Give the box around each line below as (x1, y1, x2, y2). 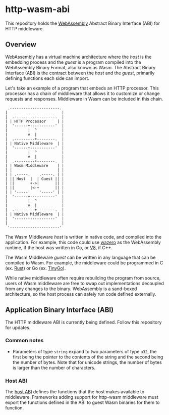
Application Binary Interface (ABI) (5, 306, 114, 314)
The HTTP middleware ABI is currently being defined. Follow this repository (5, 319, 162, 325)
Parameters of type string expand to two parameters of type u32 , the (12, 348, 157, 354)
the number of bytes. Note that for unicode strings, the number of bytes (12, 359, 162, 365)
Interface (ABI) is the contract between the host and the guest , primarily (5, 70, 155, 76)
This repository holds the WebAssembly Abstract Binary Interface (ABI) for (5, 20, 160, 26)
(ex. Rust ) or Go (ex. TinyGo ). (5, 265, 66, 271)
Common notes (5, 337, 44, 344)
